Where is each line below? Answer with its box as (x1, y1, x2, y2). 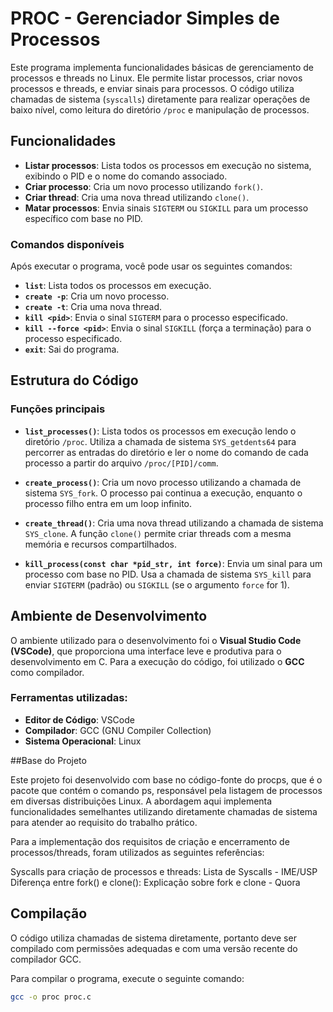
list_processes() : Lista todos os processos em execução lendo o (24, 425, 297, 437)
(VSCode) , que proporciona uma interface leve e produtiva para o (10, 645, 282, 657)
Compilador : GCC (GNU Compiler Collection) (24, 724, 212, 736)
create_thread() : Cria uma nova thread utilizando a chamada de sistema (24, 517, 324, 529)
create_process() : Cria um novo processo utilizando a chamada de (24, 476, 302, 488)
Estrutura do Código (10, 372, 139, 389)
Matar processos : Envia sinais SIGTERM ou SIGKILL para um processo (24, 202, 309, 214)
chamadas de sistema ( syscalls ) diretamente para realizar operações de (10, 93, 311, 105)
